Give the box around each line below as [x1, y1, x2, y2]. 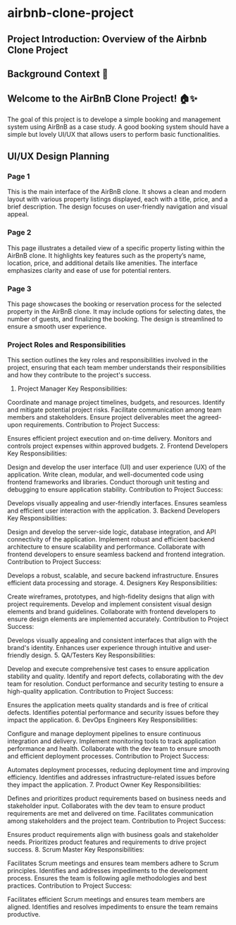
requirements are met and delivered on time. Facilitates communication [7, 809, 213, 818]
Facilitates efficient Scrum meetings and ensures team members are [7, 895, 206, 904]
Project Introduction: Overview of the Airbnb [7, 33, 207, 45]
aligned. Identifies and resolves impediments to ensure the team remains [7, 902, 218, 911]
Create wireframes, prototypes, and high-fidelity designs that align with [7, 592, 215, 601]
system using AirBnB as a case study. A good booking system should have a [7, 122, 229, 131]
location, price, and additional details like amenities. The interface [7, 259, 198, 267]
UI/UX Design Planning [7, 150, 110, 163]
